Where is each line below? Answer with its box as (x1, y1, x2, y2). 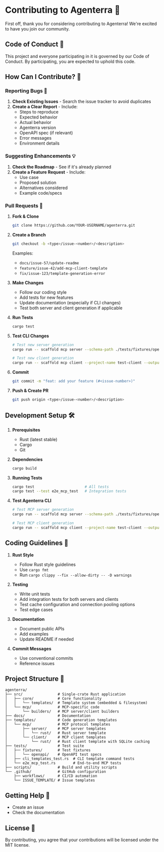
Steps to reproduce (19, 109, 59, 115)
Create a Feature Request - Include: (12, 169, 86, 175)
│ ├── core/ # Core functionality (5, 696, 102, 701)
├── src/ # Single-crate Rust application (5, 692, 126, 697)
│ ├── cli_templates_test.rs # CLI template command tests (5, 757, 135, 762)
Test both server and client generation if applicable (19, 305, 123, 311)
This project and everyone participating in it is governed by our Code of (5, 53, 149, 59)
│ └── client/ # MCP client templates (5, 735, 106, 740)
